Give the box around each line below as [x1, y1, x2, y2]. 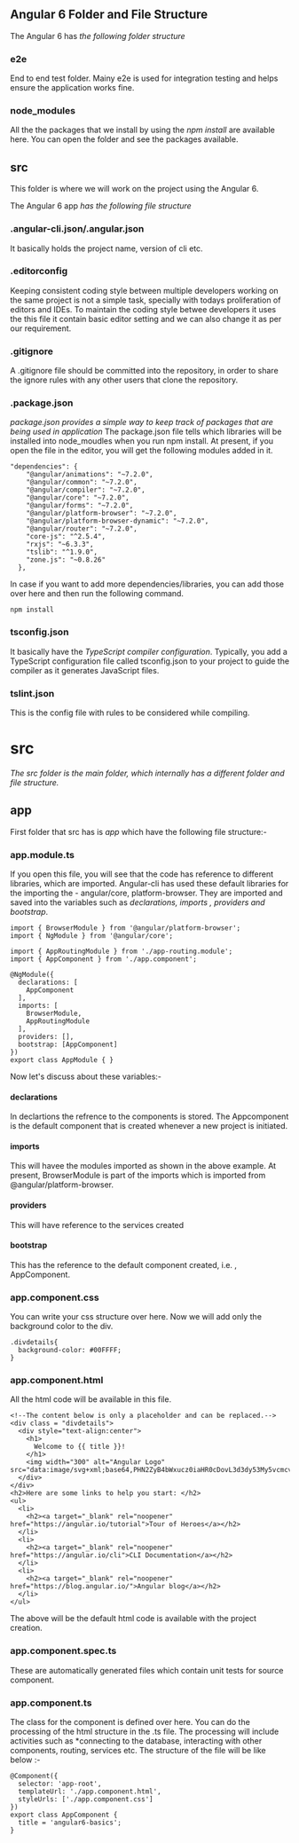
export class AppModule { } [10, 1056, 114, 1065]
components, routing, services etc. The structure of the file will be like [10, 1745, 267, 1756]
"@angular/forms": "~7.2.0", [26, 501, 134, 510]
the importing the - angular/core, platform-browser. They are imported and [10, 887, 283, 899]
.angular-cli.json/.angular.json [10, 223, 145, 235]
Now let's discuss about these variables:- [10, 1071, 162, 1082]
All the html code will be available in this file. [10, 1394, 172, 1405]
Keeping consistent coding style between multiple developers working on [10, 285, 279, 295]
